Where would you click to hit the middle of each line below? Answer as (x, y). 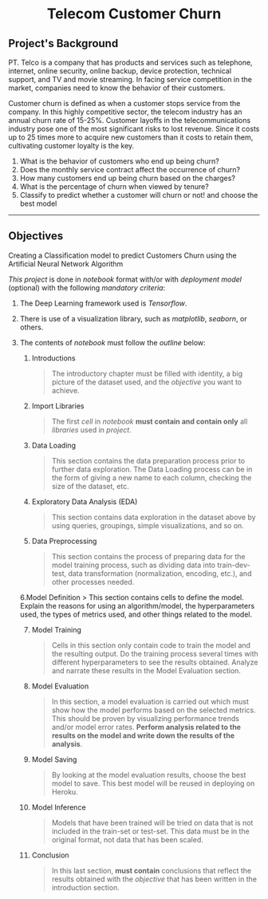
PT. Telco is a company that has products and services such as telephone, (130, 62)
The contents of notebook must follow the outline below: (112, 342)
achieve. (65, 390)
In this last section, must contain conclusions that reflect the (152, 870)
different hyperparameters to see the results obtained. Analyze (155, 662)
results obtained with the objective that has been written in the (154, 879)
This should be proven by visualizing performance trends (146, 718)
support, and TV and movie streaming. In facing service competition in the (130, 79)
